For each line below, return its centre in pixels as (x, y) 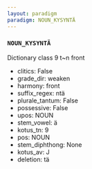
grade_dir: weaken (44, 78)
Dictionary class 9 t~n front (46, 57)
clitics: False (35, 71)
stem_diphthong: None (49, 144)
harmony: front (38, 86)
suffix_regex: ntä (41, 93)
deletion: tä (33, 159)
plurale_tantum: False (47, 100)
